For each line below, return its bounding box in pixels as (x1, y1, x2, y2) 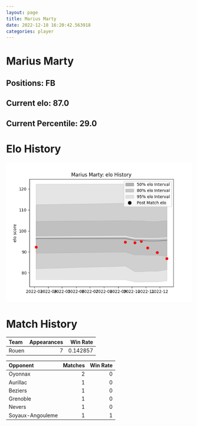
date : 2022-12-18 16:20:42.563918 (6, 22, 91, 28)
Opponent (8, 362, 34, 369)
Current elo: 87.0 (6, 98, 70, 108)
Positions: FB (6, 78, 56, 88)
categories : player (6, 28, 54, 34)
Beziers (8, 387, 28, 394)
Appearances (29, 338, 64, 345)
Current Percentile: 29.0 (6, 118, 97, 129)
